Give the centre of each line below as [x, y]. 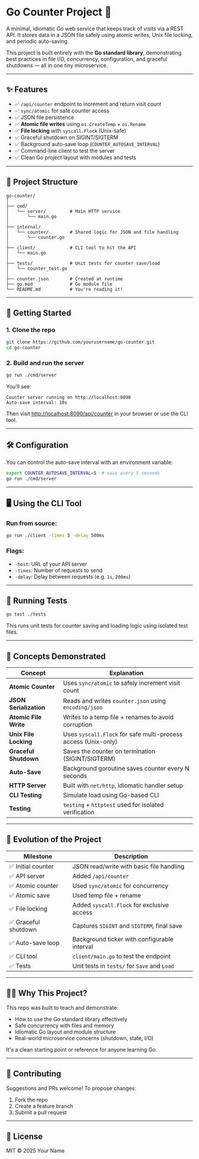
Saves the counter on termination [109, 751]
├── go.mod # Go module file [59, 284]
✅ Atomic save [30, 895]
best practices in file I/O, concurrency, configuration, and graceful [87, 59]
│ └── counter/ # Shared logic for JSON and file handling [92, 232]
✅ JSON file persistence [44, 117]
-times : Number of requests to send [58, 570]
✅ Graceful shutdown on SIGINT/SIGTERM [66, 137]
